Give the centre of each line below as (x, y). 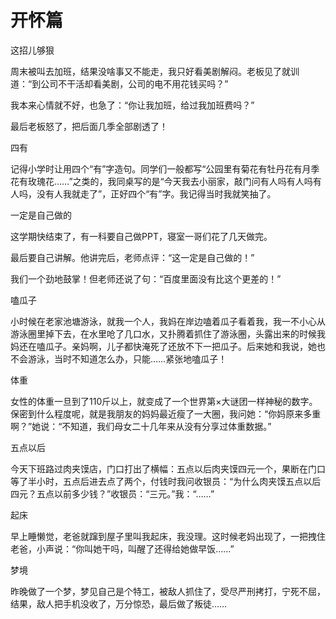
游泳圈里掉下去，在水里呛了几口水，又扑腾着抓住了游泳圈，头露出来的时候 (163, 333)
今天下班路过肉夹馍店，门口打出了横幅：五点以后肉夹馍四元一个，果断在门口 (168, 468)
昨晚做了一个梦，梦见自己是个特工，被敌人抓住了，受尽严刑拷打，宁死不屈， (168, 591)
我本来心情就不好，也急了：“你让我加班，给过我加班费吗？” (132, 105)
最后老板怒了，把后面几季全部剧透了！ (89, 126)
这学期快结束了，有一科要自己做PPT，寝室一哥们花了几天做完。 (141, 236)
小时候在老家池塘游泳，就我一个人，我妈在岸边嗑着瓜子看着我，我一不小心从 (168, 321)
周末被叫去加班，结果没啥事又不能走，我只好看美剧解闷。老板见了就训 (155, 71)
